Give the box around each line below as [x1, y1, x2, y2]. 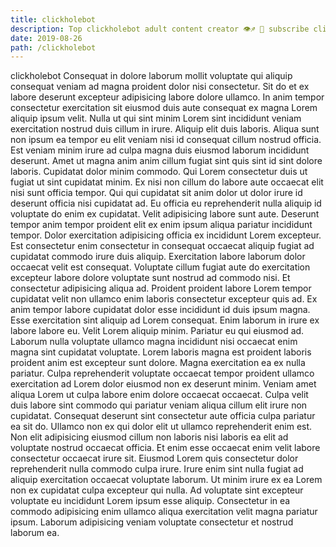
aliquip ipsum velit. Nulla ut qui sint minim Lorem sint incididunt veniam [10, 112, 302, 125]
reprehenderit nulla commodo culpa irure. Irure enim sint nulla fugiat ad [10, 463, 304, 475]
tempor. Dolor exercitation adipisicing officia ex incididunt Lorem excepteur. [10, 229, 322, 241]
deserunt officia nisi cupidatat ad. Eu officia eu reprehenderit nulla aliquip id [10, 197, 322, 210]
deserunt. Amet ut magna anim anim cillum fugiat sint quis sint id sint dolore [10, 155, 323, 167]
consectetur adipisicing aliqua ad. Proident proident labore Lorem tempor [10, 282, 312, 295]
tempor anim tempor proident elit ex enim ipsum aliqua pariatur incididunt [10, 219, 313, 231]
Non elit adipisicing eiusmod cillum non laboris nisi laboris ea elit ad [10, 431, 289, 443]
